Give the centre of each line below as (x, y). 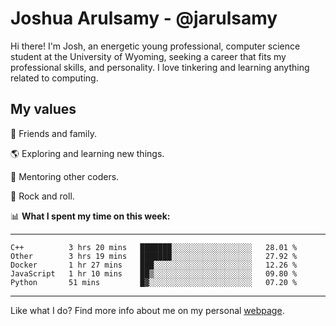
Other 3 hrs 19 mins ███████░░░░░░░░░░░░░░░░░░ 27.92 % (154, 256)
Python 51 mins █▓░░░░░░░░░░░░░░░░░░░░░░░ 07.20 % (154, 282)
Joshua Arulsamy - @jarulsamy (144, 18)
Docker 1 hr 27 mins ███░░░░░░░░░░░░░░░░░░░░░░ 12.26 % (154, 265)
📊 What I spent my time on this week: (90, 216)
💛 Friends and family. (53, 133)
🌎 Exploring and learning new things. (87, 153)
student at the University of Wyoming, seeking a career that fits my (148, 56)
